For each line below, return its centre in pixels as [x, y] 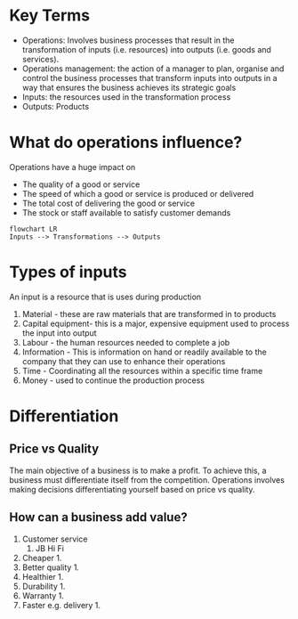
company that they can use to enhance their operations [124, 361]
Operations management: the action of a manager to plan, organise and [153, 69]
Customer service [55, 539]
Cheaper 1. [42, 558]
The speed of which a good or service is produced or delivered [138, 193]
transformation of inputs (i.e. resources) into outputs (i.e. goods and [146, 49]
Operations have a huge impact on [72, 167]
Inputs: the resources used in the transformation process [126, 97]
